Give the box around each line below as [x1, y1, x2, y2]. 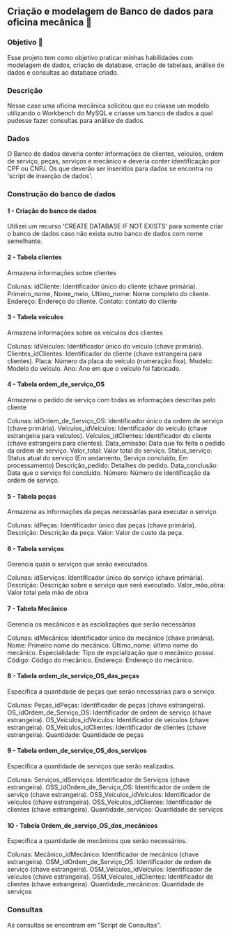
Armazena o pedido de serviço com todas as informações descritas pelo [7, 396, 216, 404]
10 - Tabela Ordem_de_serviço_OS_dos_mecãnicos [7, 821, 158, 830]
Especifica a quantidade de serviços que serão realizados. [7, 762, 176, 770]
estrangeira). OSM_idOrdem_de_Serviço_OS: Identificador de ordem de [7, 858, 212, 866]
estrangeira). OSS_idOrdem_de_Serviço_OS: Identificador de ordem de [7, 783, 210, 791]
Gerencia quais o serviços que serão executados [7, 560, 148, 569]
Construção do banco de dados [7, 189, 116, 199]
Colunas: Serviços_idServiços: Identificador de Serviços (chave [7, 775, 190, 784]
